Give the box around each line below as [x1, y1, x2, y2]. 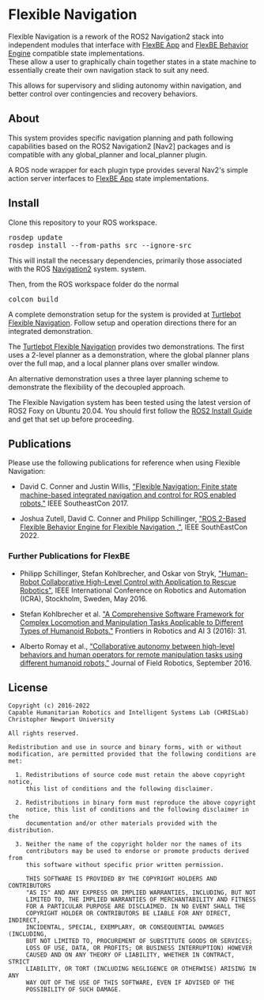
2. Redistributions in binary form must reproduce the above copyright [15, 799, 257, 807]
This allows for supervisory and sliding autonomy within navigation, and [8, 81, 242, 90]
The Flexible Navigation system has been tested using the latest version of [8, 397, 251, 407]
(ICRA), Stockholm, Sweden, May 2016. [19, 593, 148, 603]
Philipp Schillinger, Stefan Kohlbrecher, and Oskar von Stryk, [19, 568, 217, 578]
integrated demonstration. [8, 326, 93, 335]
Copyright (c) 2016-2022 [8, 702, 90, 710]
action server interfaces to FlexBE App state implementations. [8, 173, 209, 183]
